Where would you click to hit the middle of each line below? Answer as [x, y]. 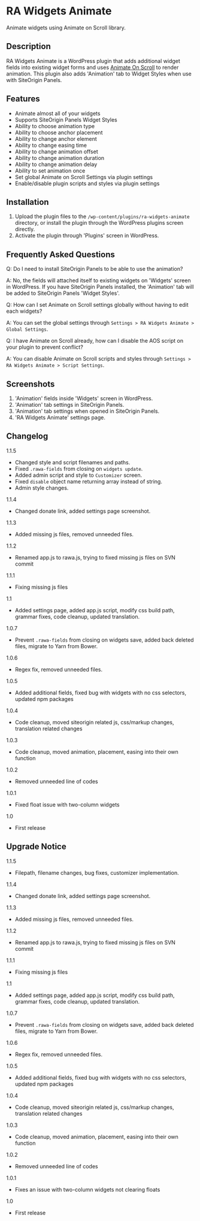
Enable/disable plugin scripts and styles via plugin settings [87, 183]
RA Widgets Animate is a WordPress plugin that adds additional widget [93, 61]
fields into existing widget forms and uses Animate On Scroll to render [93, 67]
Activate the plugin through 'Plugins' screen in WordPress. [87, 235]
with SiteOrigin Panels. [34, 80]
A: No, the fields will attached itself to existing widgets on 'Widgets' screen [99, 280]
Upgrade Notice [37, 847]
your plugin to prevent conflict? [45, 347]
